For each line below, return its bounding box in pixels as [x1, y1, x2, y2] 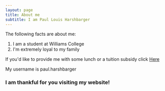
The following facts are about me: [5, 31, 76, 37]
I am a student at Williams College [12, 41, 84, 47]
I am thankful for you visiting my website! [5, 79, 110, 86]
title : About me [5, 12, 40, 17]
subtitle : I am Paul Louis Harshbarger [5, 17, 90, 22]
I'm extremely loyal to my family [12, 47, 80, 53]
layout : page [5, 7, 33, 13]
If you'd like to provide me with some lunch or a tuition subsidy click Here [5, 56, 160, 62]
